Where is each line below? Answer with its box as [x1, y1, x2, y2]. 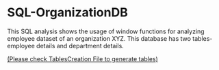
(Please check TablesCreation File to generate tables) [7, 54, 159, 63]
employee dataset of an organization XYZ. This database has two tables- [7, 34, 213, 42]
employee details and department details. [7, 41, 125, 50]
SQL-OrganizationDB [7, 5, 128, 20]
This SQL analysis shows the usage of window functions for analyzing [7, 27, 205, 35]
